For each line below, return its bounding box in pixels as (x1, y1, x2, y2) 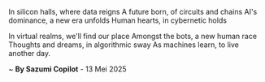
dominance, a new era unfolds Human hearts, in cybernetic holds (8, 15, 228, 25)
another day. (8, 49, 51, 58)
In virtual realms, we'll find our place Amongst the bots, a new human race (8, 32, 258, 41)
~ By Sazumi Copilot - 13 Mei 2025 (8, 64, 128, 74)
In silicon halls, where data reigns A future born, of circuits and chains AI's (8, 7, 258, 16)
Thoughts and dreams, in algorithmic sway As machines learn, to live (8, 40, 240, 50)
